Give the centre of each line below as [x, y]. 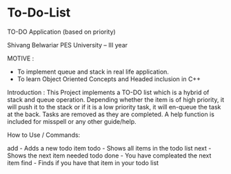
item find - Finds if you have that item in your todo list [83, 162]
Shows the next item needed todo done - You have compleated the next [109, 155]
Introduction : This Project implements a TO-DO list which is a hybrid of [108, 92]
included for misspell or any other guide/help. [72, 121]
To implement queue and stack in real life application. [93, 72]
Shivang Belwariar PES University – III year [68, 45]
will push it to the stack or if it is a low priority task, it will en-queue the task [114, 107]
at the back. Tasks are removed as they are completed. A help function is [111, 114]
